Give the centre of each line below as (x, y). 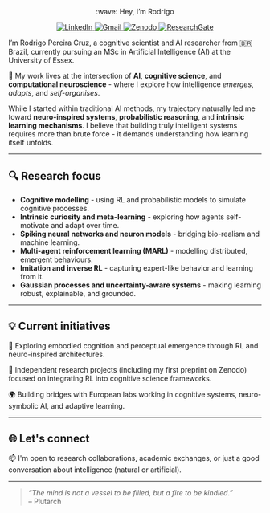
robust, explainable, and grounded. (78, 293)
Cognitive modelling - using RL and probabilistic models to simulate (133, 199)
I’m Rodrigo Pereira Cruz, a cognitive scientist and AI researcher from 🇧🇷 (131, 43)
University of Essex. (41, 60)
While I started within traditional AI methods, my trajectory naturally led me (132, 108)
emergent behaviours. (57, 259)
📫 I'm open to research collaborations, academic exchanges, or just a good (134, 458)
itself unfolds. (31, 142)
